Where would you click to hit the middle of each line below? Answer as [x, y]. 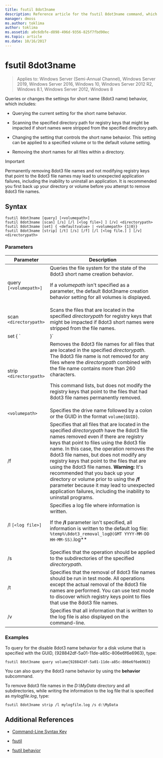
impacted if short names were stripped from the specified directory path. [85, 128]
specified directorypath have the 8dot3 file [99, 430]
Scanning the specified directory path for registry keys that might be [81, 123]
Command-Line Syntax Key [39, 731]
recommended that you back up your [92, 473]
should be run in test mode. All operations [97, 578]
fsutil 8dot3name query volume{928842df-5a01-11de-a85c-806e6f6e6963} [78, 662]
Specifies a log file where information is [95, 505]
